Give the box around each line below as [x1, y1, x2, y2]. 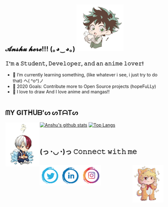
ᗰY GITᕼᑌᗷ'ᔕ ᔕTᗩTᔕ [5, 109, 78, 117]
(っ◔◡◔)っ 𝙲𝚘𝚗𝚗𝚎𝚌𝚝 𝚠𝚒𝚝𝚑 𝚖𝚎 [40, 147, 137, 156]
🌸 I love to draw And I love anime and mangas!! [12, 88, 110, 94]
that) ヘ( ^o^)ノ [12, 77, 44, 83]
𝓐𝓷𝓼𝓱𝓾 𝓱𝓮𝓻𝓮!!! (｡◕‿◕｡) [5, 45, 75, 53]
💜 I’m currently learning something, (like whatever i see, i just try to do [12, 71, 157, 77]
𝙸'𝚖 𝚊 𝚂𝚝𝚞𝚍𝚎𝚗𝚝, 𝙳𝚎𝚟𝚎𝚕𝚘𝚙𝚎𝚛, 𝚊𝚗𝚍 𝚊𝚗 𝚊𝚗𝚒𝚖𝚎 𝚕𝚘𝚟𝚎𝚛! [5, 60, 144, 67]
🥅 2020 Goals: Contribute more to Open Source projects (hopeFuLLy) [12, 83, 156, 89]
